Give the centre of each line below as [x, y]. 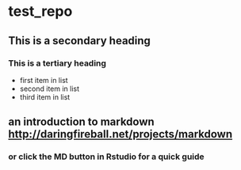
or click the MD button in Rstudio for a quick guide [106, 157]
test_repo [40, 11]
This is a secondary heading [79, 41]
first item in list [44, 80]
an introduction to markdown [81, 122]
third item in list [45, 96]
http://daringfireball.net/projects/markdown [120, 134]
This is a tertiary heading [57, 63]
